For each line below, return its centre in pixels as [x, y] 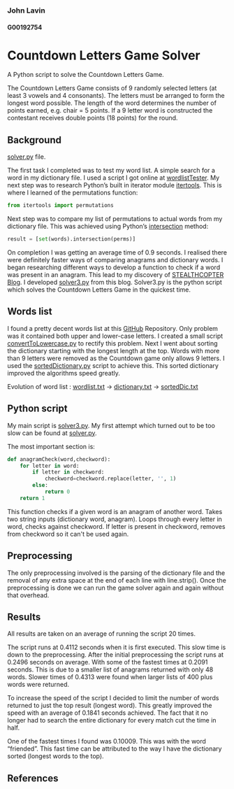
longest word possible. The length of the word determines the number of [112, 103]
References [33, 778]
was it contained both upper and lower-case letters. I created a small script [115, 336]
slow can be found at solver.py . [52, 433]
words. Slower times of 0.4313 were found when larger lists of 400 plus [110, 677]
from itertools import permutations [60, 206]
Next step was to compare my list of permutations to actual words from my [115, 219]
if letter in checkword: [68, 472]
